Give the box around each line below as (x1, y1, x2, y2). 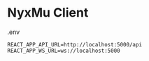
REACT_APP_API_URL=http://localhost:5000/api (7, 41, 142, 48)
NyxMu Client (7, 5, 89, 21)
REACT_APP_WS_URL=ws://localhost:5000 (7, 47, 120, 54)
